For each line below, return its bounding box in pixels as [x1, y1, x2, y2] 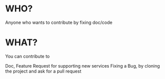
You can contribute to [5, 53, 50, 59]
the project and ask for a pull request [5, 68, 82, 74]
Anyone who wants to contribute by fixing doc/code [5, 19, 113, 25]
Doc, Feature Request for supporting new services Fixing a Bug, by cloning [5, 63, 160, 69]
